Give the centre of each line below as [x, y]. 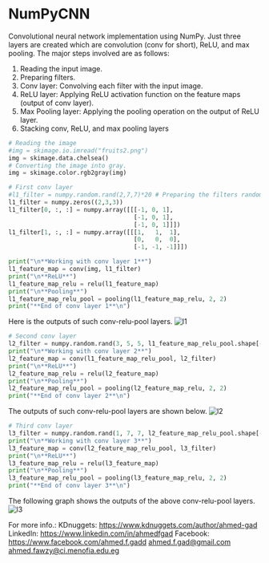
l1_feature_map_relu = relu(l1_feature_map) [84, 284]
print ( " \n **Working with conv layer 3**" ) [80, 441]
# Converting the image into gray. [68, 165]
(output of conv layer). [57, 103]
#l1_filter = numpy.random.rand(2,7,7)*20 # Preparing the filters [123, 195]
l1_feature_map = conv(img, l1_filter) [75, 269]
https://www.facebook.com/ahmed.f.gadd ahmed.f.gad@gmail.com [120, 542]
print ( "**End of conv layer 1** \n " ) [69, 306]
